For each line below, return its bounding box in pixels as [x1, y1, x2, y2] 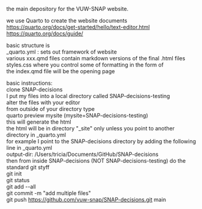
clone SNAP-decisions [6, 86, 63, 93]
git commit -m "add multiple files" [6, 190, 92, 197]
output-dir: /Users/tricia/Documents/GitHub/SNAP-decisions [6, 151, 159, 158]
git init [6, 170, 23, 177]
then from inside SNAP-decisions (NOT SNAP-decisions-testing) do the [6, 157, 186, 164]
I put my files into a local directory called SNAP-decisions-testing [6, 93, 170, 99]
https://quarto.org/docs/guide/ [6, 30, 84, 37]
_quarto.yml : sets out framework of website [6, 48, 117, 55]
